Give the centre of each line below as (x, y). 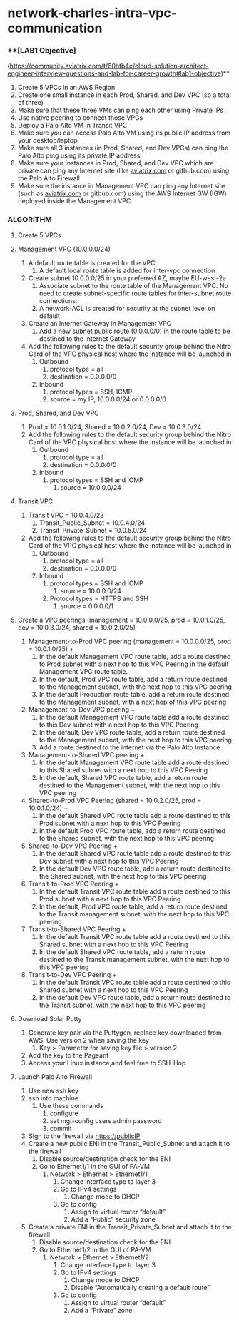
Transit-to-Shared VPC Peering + (77, 929)
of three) (31, 103)
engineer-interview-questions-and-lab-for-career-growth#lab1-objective (114, 73)
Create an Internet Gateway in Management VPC (100, 323)
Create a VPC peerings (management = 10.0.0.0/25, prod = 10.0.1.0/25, (121, 620)
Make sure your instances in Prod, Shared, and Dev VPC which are (116, 163)
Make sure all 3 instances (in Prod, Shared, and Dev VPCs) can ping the (123, 148)
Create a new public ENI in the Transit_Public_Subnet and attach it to (129, 1143)
